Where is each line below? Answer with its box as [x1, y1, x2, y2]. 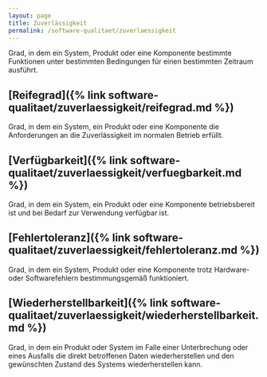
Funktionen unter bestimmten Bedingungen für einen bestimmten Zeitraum [8, 57, 253, 66]
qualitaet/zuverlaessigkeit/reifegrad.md [8, 100, 213, 114]
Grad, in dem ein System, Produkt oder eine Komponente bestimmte [8, 49, 233, 58]
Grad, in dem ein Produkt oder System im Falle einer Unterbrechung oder [8, 342, 249, 351]
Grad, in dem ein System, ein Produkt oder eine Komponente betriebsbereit [8, 200, 255, 209]
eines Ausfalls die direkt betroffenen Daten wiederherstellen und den [8, 351, 234, 360]
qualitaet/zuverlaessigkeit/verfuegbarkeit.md [8, 166, 241, 179]
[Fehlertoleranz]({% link [8, 231, 132, 245]
